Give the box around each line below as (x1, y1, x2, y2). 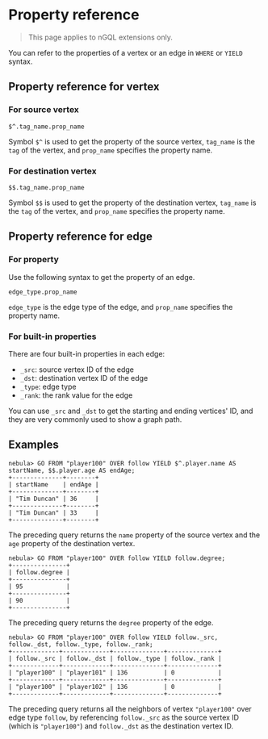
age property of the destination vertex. (8, 538, 136, 548)
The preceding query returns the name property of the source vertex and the (8, 530, 261, 540)
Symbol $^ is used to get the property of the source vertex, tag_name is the (8, 136, 256, 146)
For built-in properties (8, 331, 97, 342)
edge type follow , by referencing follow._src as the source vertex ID (8, 712, 240, 722)
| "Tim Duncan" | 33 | (8, 508, 99, 517)
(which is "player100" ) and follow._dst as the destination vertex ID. (8, 720, 234, 731)
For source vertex (8, 104, 79, 115)
